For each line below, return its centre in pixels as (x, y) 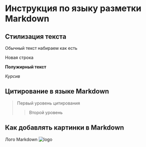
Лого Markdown (21, 139)
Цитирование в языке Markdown (57, 92)
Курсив (13, 76)
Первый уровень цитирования (48, 103)
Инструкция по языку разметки (73, 8)
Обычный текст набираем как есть (41, 48)
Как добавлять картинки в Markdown (65, 128)
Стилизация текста (36, 37)
